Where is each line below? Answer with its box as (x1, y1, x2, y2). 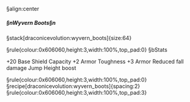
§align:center (6, 5, 40, 12)
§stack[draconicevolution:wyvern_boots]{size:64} (6, 34, 132, 41)
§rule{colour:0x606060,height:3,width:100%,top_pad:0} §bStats (6, 46, 167, 53)
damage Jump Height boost (6, 64, 76, 72)
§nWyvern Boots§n (6, 19, 56, 26)
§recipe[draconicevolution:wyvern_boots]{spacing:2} (6, 82, 140, 90)
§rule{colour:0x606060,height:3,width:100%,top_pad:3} (6, 89, 147, 96)
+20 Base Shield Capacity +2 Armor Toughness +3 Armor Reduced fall (6, 58, 184, 65)
